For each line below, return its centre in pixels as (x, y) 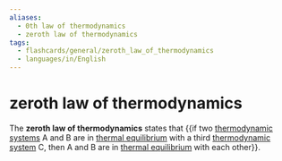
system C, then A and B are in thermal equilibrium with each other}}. (135, 147)
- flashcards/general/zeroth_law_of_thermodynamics (116, 51)
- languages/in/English (61, 59)
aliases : (26, 17)
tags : (19, 42)
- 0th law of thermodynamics (72, 26)
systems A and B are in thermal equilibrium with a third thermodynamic (140, 137)
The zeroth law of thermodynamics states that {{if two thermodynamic (141, 128)
